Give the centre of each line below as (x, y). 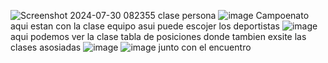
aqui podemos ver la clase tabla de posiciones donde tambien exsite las (158, 36)
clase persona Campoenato (233, 15)
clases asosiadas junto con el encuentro (131, 47)
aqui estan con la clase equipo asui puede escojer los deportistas (145, 26)
